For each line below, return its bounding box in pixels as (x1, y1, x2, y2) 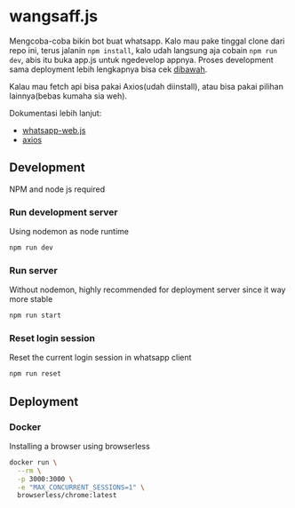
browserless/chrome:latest (17, 491, 117, 500)
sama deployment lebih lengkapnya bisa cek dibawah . (9, 64, 208, 75)
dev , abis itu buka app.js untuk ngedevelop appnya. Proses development (9, 54, 274, 65)
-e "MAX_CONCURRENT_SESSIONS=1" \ (17, 482, 145, 492)
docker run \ (9, 457, 58, 467)
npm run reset (9, 369, 62, 378)
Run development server (9, 206, 118, 218)
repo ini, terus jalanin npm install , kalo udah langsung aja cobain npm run (9, 44, 278, 55)
